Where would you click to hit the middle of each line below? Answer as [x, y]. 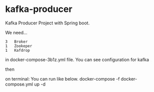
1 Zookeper [19, 46]
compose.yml [19, 84]
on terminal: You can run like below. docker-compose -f [62, 79]
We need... [16, 32]
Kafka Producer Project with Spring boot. [47, 23]
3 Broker [16, 42]
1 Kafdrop [17, 50]
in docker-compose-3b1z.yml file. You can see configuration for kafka [77, 59]
